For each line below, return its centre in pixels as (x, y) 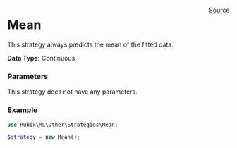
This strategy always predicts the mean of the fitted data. (91, 44)
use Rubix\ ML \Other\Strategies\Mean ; (63, 125)
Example (23, 110)
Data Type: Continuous (41, 58)
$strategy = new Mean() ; (44, 137)
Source (219, 10)
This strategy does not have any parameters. (72, 92)
